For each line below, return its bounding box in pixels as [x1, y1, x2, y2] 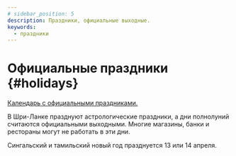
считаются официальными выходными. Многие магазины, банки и [7, 120, 210, 128]
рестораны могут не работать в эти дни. [7, 128, 130, 136]
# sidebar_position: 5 [7, 10, 74, 18]
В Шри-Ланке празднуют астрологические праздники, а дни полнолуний [7, 112, 230, 121]
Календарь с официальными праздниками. [7, 99, 138, 107]
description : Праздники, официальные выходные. [7, 17, 151, 24]
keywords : [7, 23, 37, 30]
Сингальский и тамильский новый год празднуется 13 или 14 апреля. [7, 141, 218, 150]
